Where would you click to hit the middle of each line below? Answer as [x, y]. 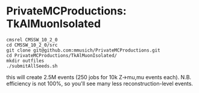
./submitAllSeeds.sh [32, 66]
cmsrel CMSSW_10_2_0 [32, 40]
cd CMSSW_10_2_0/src [32, 45]
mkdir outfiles [25, 61]
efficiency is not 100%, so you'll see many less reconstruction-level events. [100, 83]
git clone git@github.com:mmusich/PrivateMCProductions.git [84, 50]
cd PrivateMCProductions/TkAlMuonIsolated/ [62, 55]
